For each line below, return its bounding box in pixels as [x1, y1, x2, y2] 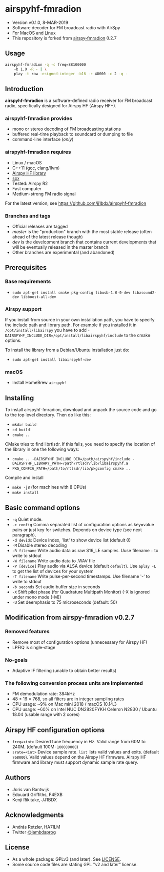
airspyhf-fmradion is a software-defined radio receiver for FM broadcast [5, 98, 153, 103]
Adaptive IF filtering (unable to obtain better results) [12, 667, 117, 674]
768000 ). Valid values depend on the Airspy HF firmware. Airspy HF [12, 754, 146, 760]
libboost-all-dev [21, 294, 56, 299]
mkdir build [12, 422, 37, 427]
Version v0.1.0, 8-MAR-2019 [12, 20, 68, 25]
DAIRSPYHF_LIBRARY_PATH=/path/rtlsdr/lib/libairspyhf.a [12, 461, 128, 466]
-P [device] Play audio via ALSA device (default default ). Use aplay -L [12, 563, 157, 569]
